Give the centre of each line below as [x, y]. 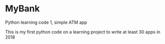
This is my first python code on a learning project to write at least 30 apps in [83, 32]
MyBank [22, 9]
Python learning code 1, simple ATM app [46, 22]
